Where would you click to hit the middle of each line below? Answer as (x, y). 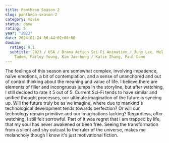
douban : (13, 43)
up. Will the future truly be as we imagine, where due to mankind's (74, 103)
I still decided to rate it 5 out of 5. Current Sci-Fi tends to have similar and (81, 92)
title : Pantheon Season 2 (32, 10)
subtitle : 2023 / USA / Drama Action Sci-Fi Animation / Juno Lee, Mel (87, 52)
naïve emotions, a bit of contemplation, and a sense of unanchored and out (83, 77)
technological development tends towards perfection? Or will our (73, 108)
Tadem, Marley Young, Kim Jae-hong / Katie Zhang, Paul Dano (80, 57)
